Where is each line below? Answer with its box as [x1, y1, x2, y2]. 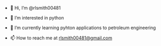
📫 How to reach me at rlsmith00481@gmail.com [10, 35, 113, 41]
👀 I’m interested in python [10, 15, 64, 20]
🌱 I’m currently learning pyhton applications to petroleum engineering [10, 25, 156, 31]
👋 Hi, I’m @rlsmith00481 [10, 5, 61, 11]
